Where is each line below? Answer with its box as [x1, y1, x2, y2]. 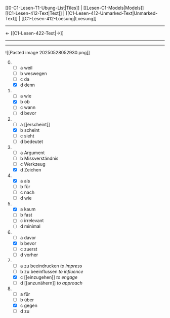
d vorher [20, 252, 38, 258]
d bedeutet [20, 138, 44, 145]
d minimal [20, 223, 40, 229]
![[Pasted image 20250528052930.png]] [5, 50, 90, 55]
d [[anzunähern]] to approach [20, 279, 82, 286]
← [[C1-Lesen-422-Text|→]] [5, 30, 64, 36]
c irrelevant [20, 218, 44, 224]
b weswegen [20, 70, 47, 77]
